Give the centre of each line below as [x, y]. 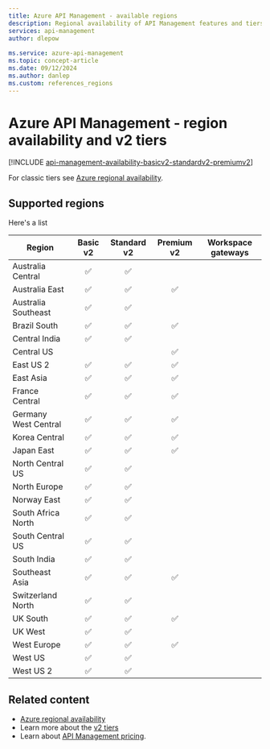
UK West [29, 631]
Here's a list [28, 223]
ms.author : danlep [39, 76]
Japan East [33, 450]
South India [34, 559]
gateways [229, 253]
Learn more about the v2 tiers [69, 728]
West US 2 [33, 671]
